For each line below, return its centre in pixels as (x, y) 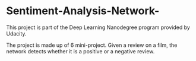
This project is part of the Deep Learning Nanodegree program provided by (98, 27)
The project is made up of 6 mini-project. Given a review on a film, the (92, 45)
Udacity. (16, 33)
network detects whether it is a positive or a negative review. (80, 51)
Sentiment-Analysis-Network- (83, 11)
